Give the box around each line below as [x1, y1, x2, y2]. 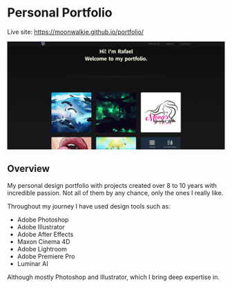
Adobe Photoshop [17, 215, 69, 224]
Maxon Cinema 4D [17, 237, 70, 246]
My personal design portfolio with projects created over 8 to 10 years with [7, 181, 217, 189]
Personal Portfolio [7, 5, 113, 21]
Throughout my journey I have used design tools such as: [7, 202, 171, 210]
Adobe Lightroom [17, 244, 67, 253]
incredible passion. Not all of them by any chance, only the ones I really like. [7, 189, 224, 197]
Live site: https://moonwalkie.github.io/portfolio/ [7, 28, 144, 36]
